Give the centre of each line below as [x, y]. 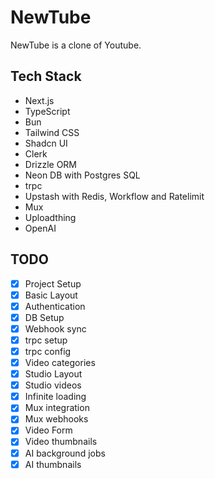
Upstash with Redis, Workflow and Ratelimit [114, 196]
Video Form [48, 430]
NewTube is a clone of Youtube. [76, 45]
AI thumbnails [53, 464]
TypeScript [47, 111]
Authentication [55, 306]
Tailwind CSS [52, 132]
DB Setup [44, 317]
